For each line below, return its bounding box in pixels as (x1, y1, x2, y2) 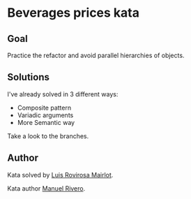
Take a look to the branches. (7, 131, 89, 140)
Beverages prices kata (7, 5, 139, 21)
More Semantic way (17, 118, 75, 126)
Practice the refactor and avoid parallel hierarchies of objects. (7, 51, 185, 59)
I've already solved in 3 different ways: (7, 89, 119, 98)
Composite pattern (17, 103, 72, 112)
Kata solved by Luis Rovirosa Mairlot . (7, 170, 114, 179)
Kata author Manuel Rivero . (7, 184, 86, 193)
